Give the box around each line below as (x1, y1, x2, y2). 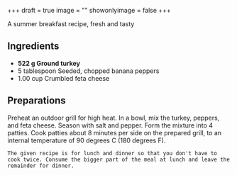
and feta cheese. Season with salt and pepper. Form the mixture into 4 (7, 120, 214, 130)
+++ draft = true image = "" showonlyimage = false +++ (7, 6, 172, 14)
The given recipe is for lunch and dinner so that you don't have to (7, 149, 218, 157)
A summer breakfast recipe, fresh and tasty (7, 20, 135, 28)
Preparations (7, 95, 66, 107)
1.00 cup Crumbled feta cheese (17, 74, 110, 82)
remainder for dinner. (7, 162, 75, 169)
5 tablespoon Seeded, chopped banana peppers (17, 67, 160, 75)
